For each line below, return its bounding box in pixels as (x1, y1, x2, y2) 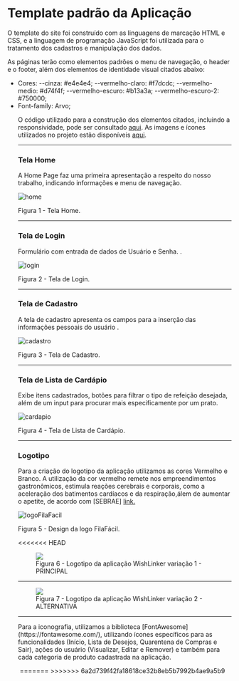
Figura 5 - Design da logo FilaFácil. (17, 525, 120, 534)
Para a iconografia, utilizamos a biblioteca (17, 623, 141, 631)
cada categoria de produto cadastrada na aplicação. (17, 653, 172, 662)
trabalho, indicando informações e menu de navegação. (17, 179, 182, 187)
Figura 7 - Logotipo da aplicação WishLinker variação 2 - (35, 595, 203, 603)
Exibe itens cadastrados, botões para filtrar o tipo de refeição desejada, (17, 391, 228, 400)
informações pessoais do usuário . (17, 323, 119, 331)
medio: (17, 86, 38, 95)
